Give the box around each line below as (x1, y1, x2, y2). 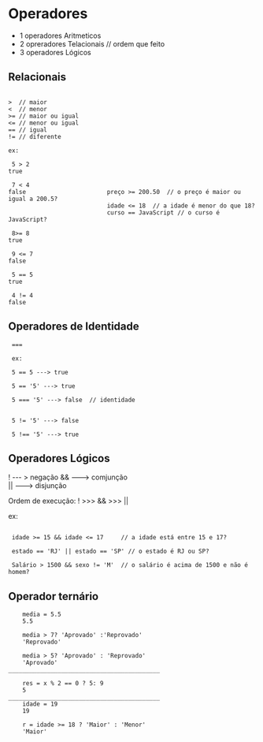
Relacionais (8, 70, 67, 84)
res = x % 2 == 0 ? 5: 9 (22, 680, 104, 688)
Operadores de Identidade (8, 320, 139, 334)
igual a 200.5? (8, 195, 58, 203)
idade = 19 (22, 700, 58, 708)
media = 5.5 (22, 610, 61, 619)
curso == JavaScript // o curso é (106, 208, 220, 217)
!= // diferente (8, 132, 61, 140)
